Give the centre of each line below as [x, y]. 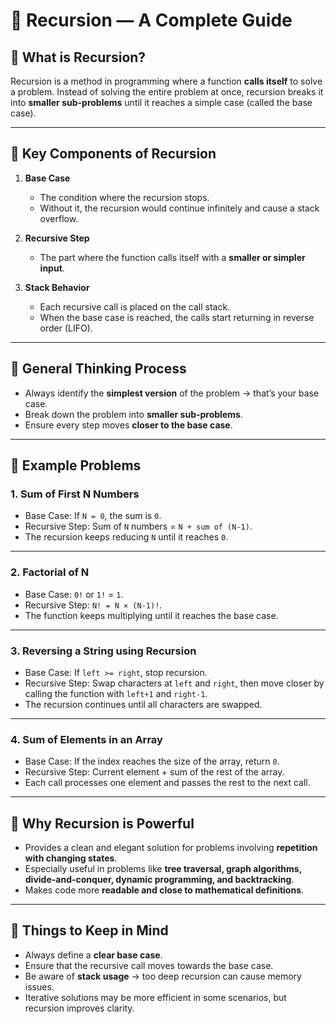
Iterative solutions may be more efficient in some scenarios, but [155, 997]
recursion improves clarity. [79, 1008]
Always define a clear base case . [93, 955]
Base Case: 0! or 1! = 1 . [74, 594]
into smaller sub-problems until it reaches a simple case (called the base [161, 102]
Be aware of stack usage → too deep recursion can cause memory [163, 976]
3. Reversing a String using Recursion [103, 651]
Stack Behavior [57, 287]
